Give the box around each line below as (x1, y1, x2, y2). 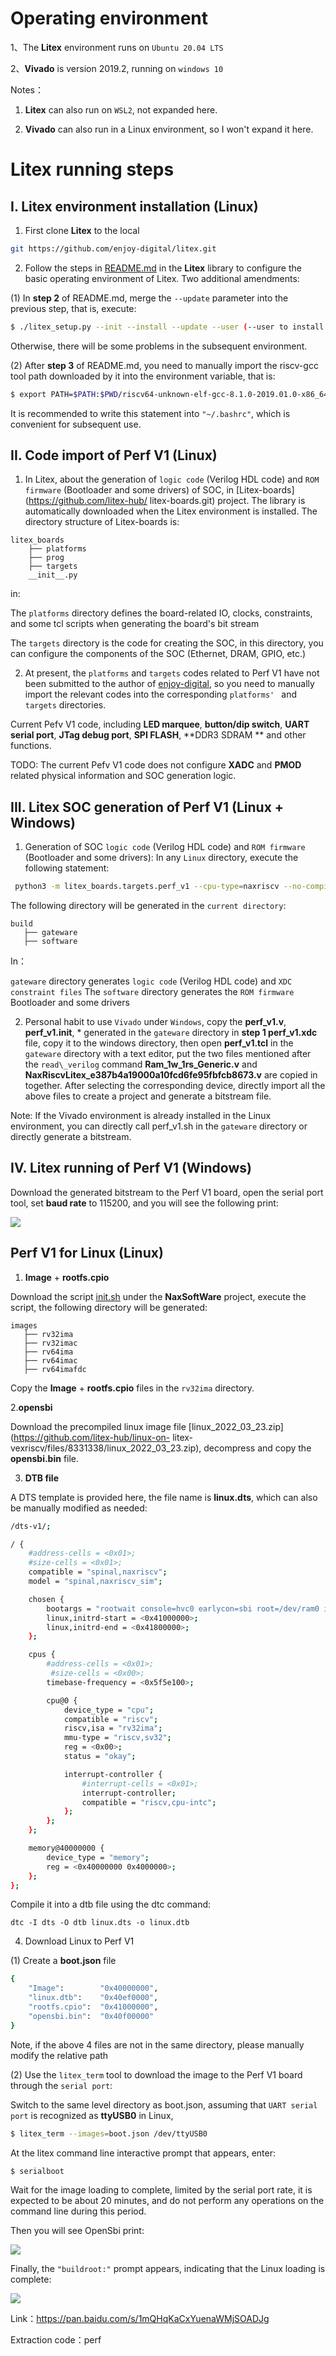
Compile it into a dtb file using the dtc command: (10, 1898, 212, 1911)
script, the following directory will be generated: (10, 1301, 208, 1313)
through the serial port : (10, 2079, 113, 2091)
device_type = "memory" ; (46, 1852, 150, 1862)
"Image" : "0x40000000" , (28, 1983, 159, 1994)
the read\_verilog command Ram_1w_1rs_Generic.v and (24, 1058, 258, 1071)
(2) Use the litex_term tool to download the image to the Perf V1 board (10, 2068, 303, 2081)
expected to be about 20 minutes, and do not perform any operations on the (10, 2195, 325, 2207)
